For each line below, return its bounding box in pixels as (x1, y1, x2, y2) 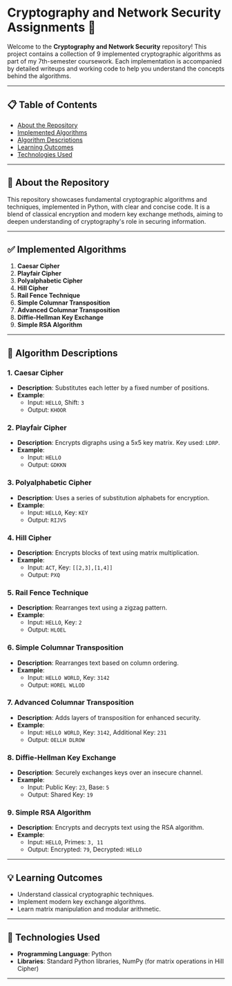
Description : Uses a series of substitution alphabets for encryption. (17, 493, 210, 502)
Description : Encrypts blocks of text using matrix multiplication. (17, 548, 199, 557)
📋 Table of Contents (7, 99, 98, 111)
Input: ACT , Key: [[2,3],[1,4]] (27, 563, 113, 571)
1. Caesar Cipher (7, 368, 64, 377)
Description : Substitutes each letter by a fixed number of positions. (17, 383, 209, 392)
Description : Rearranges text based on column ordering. (17, 658, 180, 667)
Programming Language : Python (17, 950, 112, 958)
